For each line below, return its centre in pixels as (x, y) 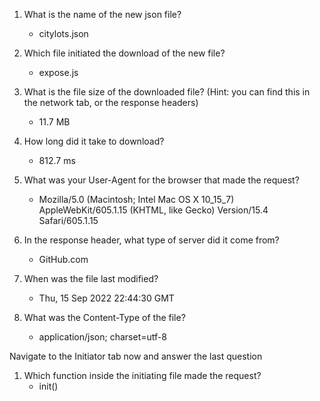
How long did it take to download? (94, 141)
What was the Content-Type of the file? (104, 317)
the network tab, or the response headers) (111, 102)
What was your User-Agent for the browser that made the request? (161, 180)
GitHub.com (63, 259)
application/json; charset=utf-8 (102, 337)
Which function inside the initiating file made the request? (142, 375)
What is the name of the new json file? (102, 14)
